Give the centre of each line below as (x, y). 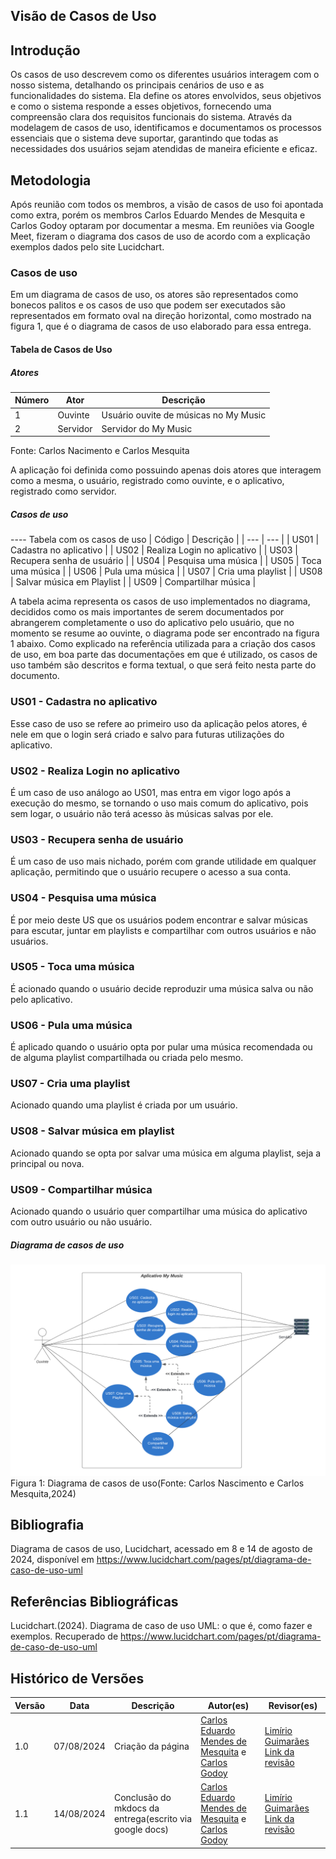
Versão (30, 1705)
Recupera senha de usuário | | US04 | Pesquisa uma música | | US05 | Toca (166, 561)
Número (32, 400)
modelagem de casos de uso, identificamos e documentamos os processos (166, 128)
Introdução (45, 50)
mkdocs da (136, 1808)
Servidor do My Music (147, 428)
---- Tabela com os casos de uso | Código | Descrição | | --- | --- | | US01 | (165, 540)
